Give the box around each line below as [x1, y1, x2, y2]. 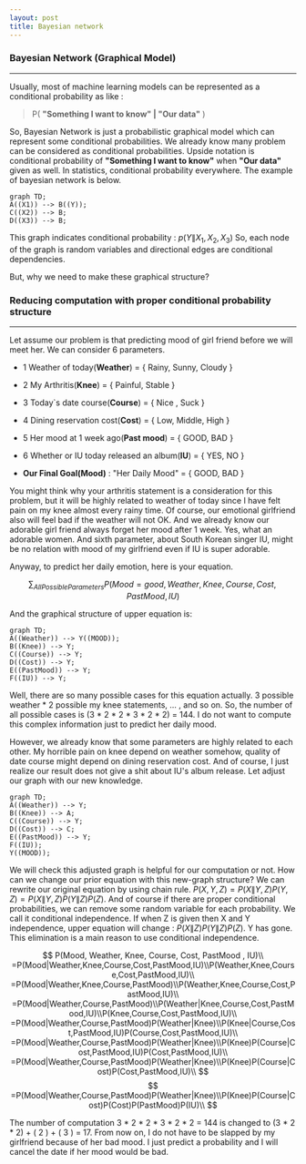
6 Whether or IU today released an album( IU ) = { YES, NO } [22, 450, 245, 461]
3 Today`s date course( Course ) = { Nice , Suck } [22, 397, 205, 408]
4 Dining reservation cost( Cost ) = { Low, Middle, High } [22, 414, 230, 425]
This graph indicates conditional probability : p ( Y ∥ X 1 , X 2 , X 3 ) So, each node [9, 231, 290, 245]
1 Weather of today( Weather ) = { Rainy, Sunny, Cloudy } [22, 362, 233, 373]
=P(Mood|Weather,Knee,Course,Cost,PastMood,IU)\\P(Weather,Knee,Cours [11, 959, 295, 970]
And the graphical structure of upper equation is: [9, 608, 193, 619]
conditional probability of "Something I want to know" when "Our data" [9, 155, 282, 166]
